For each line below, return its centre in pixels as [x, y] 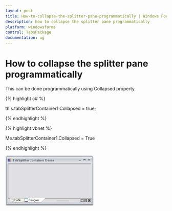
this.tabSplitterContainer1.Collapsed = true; [51, 108]
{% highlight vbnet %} [29, 128]
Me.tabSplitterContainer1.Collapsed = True [50, 138]
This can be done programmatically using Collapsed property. [71, 88]
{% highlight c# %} [25, 98]
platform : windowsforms [31, 27]
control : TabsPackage [28, 32]
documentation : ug [25, 38]
